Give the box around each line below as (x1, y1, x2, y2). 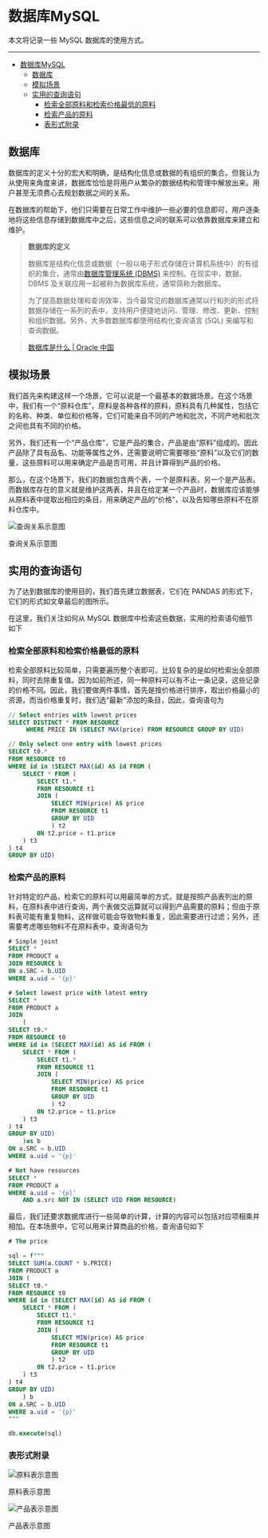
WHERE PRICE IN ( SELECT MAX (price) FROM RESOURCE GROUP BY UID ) (26, 726, 245, 734)
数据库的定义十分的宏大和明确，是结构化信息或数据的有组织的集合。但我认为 (8, 168, 260, 177)
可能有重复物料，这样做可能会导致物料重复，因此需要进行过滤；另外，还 (22, 911, 260, 921)
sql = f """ (8, 1252, 45, 1260)
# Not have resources (8, 1166, 81, 1174)
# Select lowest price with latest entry (8, 989, 148, 997)
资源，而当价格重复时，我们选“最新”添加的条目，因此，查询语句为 (8, 695, 225, 705)
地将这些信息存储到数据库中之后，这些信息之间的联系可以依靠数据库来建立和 (8, 215, 260, 224)
